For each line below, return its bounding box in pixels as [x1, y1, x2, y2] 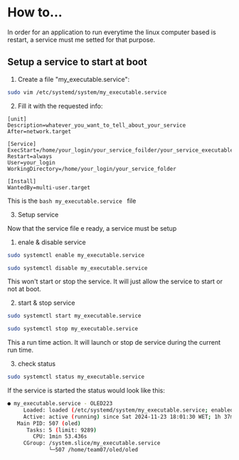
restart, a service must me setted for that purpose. [7, 35, 155, 43]
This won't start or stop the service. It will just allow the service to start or [7, 277, 223, 286]
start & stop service [17, 298, 75, 307]
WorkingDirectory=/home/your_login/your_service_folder [7, 165, 176, 172]
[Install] [7, 177, 37, 185]
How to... [7, 4, 63, 21]
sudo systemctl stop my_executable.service [7, 325, 139, 333]
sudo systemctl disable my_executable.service [7, 264, 148, 271]
